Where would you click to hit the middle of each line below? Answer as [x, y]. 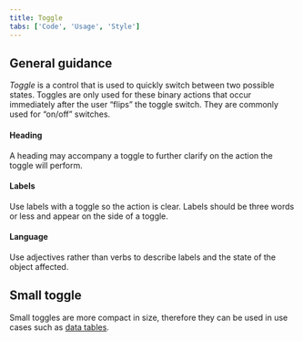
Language [29, 237]
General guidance [61, 63]
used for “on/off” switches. [60, 114]
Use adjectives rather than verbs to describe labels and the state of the [143, 257]
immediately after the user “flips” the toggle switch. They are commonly [144, 105]
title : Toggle [36, 18]
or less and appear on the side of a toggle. [89, 216]
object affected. [39, 266]
